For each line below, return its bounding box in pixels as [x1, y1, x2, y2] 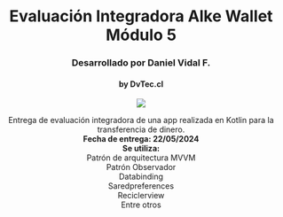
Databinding [119, 171, 163, 182]
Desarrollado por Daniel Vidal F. [71, 57, 211, 69]
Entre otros [120, 199, 162, 210]
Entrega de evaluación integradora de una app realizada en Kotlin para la [8, 115, 274, 126]
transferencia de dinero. [97, 124, 185, 135]
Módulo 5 [106, 25, 177, 45]
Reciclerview [117, 190, 165, 201]
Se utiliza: [122, 143, 161, 154]
